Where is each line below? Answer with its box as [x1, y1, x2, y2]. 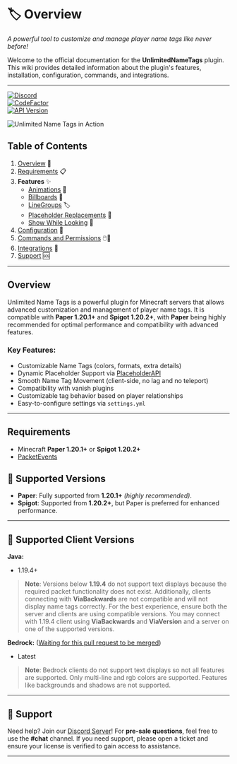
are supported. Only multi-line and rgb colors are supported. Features [24, 674, 228, 682]
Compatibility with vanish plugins [17, 384, 114, 392]
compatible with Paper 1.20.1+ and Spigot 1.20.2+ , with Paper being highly [7, 312, 226, 321]
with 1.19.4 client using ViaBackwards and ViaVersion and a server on [24, 617, 229, 626]
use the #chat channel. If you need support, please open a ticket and [7, 734, 209, 743]
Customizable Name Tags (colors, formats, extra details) [17, 361, 182, 370]
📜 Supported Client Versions [7, 534, 135, 546]
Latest [17, 652, 37, 661]
